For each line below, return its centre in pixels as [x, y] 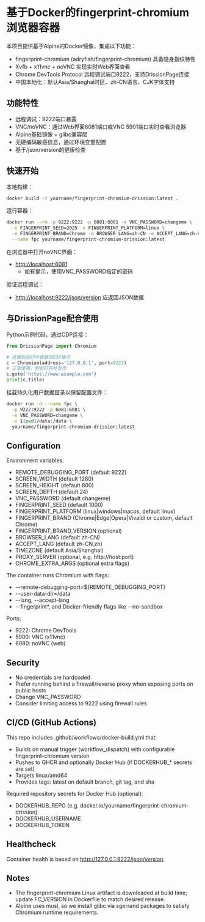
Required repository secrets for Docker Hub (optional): [75, 793]
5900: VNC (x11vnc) [40, 637]
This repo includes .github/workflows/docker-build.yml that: [82, 737]
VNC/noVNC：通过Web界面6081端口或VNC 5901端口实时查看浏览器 [101, 127]
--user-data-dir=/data [43, 594]
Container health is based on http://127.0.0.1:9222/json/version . [85, 859]
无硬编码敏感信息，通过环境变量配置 [61, 142]
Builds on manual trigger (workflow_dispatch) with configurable [95, 749]
